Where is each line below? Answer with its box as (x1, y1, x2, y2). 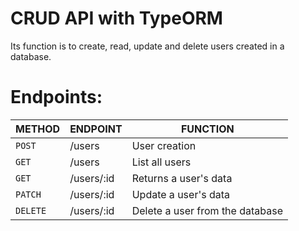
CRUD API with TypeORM (10, 7, 223, 30)
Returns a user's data (131, 171, 233, 185)
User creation (131, 138, 197, 152)
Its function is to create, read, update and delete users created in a (10, 40, 285, 52)
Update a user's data (131, 187, 231, 201)
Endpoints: (10, 86, 103, 109)
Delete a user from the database (131, 203, 283, 217)
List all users (131, 155, 192, 169)
